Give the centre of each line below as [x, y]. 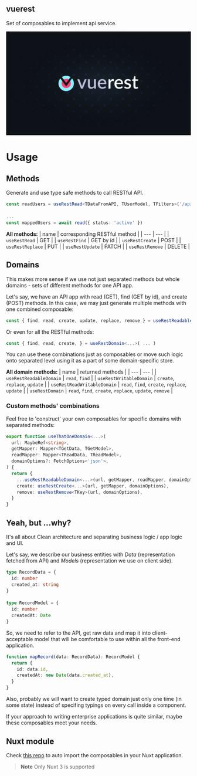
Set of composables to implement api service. [62, 23]
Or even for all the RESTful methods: [50, 332]
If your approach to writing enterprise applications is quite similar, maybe [94, 717]
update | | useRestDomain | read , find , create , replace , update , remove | [89, 391]
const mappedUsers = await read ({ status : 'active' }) [74, 223]
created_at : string [35, 584]
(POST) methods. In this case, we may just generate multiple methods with [96, 303]
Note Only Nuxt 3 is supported [57, 767]
